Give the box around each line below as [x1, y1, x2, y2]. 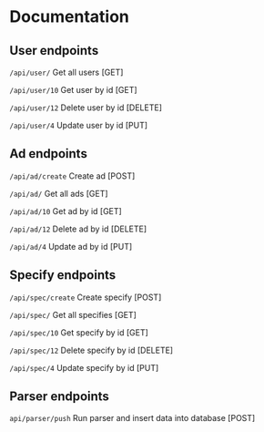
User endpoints [9, 43, 99, 58]
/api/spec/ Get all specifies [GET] [9, 309, 137, 320]
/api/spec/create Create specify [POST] [9, 292, 162, 303]
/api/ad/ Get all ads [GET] [9, 188, 108, 199]
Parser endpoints [9, 389, 109, 405]
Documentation [9, 6, 130, 27]
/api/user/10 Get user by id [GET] [9, 85, 138, 95]
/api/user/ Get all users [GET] [9, 67, 124, 77]
